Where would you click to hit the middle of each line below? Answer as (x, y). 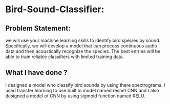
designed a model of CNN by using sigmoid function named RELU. (75, 96)
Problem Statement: (38, 28)
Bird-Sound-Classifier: (55, 9)
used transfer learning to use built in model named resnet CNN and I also (82, 90)
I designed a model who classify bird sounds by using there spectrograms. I (85, 85)
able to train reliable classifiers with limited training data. (65, 57)
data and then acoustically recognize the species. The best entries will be (83, 51)
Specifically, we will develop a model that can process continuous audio (81, 46)
